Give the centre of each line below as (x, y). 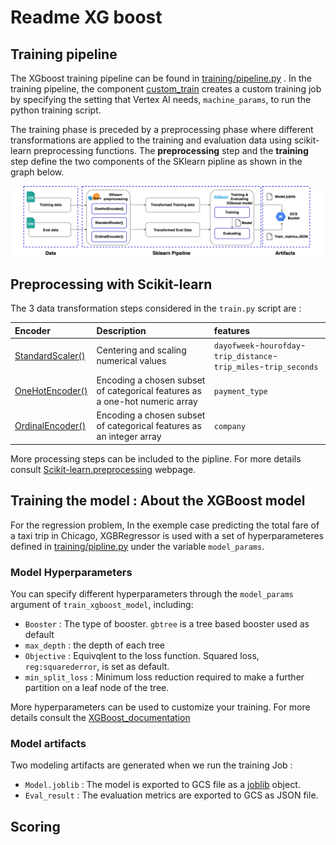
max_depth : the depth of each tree (95, 645)
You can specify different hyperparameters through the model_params (152, 593)
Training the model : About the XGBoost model (158, 501)
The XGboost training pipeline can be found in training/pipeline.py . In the (161, 78)
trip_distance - (246, 355)
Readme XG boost (86, 17)
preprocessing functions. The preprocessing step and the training (171, 150)
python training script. (56, 110)
